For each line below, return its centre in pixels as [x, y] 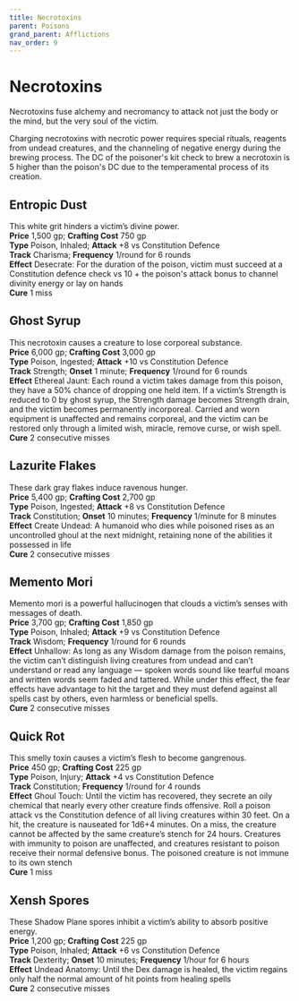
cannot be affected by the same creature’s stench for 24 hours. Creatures [145, 834]
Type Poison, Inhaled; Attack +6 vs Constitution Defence [115, 951]
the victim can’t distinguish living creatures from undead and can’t [131, 661]
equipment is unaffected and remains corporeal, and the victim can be [139, 418]
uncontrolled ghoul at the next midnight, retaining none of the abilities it [141, 535]
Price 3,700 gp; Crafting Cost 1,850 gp [81, 622]
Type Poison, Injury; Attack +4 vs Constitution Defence [112, 777]
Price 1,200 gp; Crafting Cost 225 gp [78, 941]
